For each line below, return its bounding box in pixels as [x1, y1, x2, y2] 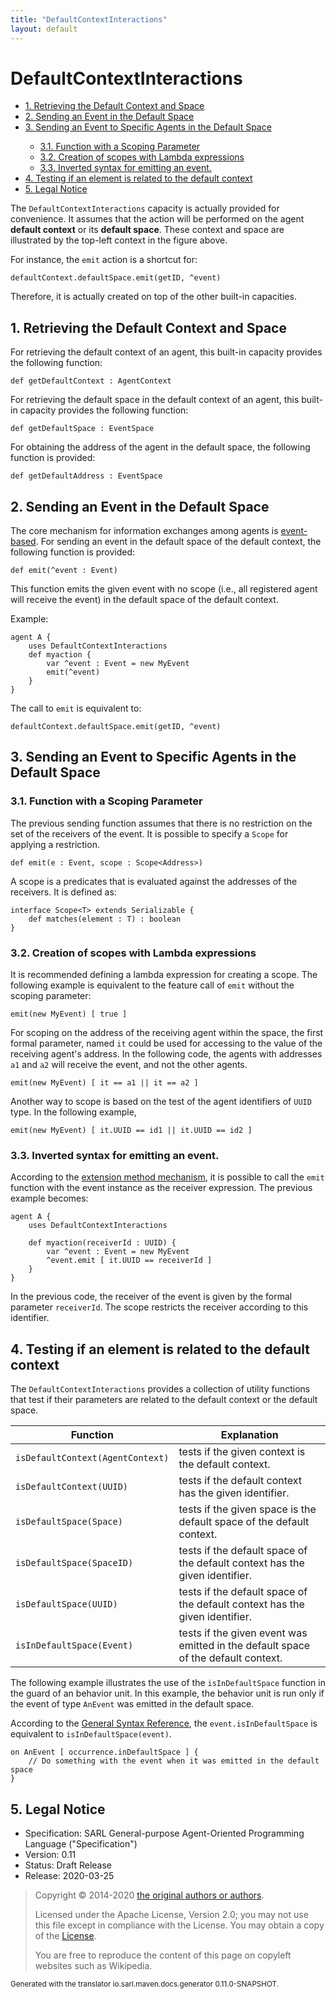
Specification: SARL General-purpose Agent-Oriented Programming [24, 1827, 305, 1839]
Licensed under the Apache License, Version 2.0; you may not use [34, 1908, 309, 1920]
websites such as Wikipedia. [34, 1959, 153, 1971]
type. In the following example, [10, 1106, 137, 1118]
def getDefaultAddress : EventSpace [10, 471, 163, 481]
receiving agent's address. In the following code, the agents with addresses [10, 1048, 323, 1060]
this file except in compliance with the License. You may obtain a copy [34, 1919, 325, 1931]
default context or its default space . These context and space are [10, 224, 285, 236]
